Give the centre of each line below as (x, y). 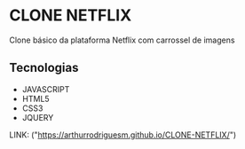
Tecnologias (44, 68)
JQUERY (38, 117)
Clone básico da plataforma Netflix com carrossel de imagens (122, 40)
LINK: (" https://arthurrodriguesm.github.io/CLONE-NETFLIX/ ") (123, 135)
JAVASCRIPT (46, 89)
